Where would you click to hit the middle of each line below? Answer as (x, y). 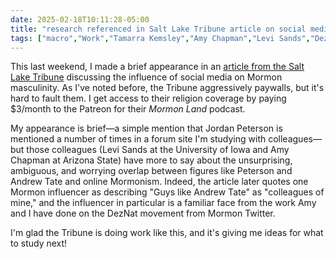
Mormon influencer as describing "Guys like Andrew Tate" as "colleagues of (167, 192)
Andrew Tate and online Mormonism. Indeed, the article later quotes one (159, 182)
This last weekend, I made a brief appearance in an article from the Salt (157, 67)
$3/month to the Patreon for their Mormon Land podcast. (128, 109)
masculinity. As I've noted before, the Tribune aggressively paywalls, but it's (167, 88)
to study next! (39, 243)
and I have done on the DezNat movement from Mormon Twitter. (143, 213)
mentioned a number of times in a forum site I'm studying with (138, 139)
